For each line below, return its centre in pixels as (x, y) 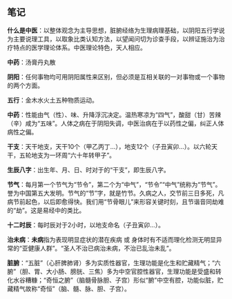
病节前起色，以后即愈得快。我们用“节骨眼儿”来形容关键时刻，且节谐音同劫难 (116, 201)
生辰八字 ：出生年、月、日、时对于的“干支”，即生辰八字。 (89, 169)
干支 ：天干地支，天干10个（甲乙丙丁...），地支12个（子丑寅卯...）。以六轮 (109, 146)
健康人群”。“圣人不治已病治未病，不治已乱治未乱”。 (101, 248)
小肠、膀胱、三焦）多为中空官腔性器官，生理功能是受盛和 (134, 271)
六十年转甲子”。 (93, 155)
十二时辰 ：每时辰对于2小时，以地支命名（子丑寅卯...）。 (86, 225)
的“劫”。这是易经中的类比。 (46, 210)
